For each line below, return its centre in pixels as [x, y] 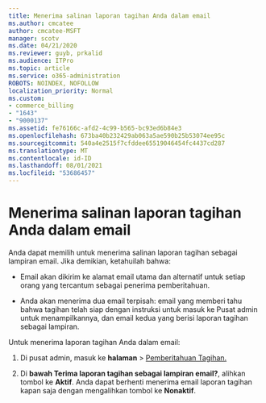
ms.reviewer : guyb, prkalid [56, 53]
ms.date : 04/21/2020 [43, 46]
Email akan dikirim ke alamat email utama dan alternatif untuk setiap [133, 276]
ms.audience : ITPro [41, 61]
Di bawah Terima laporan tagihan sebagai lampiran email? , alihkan [133, 373]
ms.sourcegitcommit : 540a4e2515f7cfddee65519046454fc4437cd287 [117, 143]
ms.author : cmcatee [41, 23]
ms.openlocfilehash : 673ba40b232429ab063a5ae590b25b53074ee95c [117, 135]
